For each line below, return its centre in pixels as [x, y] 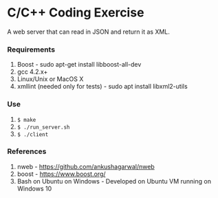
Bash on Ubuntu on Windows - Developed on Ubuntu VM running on [114, 181]
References [27, 151]
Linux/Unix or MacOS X [50, 79]
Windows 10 [34, 188]
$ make [26, 120]
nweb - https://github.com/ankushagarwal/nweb [86, 166]
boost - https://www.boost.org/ [61, 174]
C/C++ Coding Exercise [76, 13]
